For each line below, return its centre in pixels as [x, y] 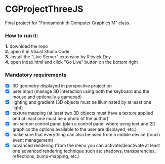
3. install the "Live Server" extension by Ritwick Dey [58, 57]
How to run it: [22, 36]
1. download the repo [27, 46]
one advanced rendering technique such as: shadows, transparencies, [84, 151]
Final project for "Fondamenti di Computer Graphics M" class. [68, 23]
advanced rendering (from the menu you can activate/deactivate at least [86, 145]
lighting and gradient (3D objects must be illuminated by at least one [82, 102]
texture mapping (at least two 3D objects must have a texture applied [82, 113]
